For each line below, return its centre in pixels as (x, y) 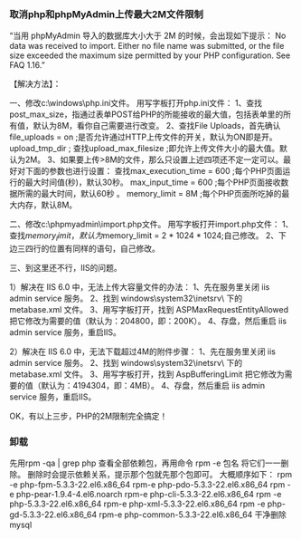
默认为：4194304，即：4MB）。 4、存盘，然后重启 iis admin (152, 386)
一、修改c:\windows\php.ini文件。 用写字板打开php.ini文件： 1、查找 (136, 103)
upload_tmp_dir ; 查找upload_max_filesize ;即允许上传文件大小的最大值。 (145, 149)
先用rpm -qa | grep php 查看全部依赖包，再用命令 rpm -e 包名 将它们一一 (145, 463)
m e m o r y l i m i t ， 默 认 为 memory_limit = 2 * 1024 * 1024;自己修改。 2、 (152, 237)
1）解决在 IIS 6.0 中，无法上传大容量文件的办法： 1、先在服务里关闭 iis (140, 287)
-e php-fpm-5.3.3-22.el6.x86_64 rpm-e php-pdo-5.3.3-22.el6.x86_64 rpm (147, 485)
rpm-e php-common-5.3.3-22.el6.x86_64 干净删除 (193, 515)
